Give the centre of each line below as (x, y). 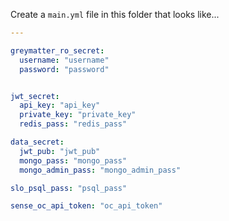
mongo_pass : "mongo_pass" (73, 160)
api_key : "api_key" (60, 105)
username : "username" (64, 60)
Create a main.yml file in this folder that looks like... (115, 14)
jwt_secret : (35, 96)
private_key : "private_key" (78, 115)
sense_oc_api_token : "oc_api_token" (86, 206)
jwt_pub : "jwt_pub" (60, 151)
